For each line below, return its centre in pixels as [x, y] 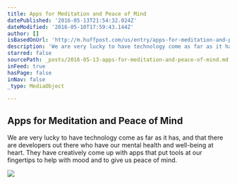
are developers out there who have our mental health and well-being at [110, 145]
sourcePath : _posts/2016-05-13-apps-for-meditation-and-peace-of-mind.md [118, 60]
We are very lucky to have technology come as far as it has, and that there [115, 137]
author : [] [23, 33]
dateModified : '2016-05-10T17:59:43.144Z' [71, 27]
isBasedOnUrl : [28, 40]
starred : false [30, 54]
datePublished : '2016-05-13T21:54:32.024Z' [72, 20]
